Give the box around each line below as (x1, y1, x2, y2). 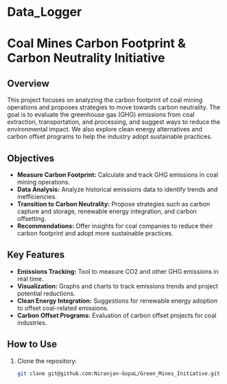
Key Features (7, 249, 65, 261)
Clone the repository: (16, 356, 77, 365)
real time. (16, 275, 44, 283)
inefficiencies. (16, 193, 57, 200)
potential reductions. (16, 289, 75, 297)
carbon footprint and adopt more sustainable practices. (16, 229, 174, 237)
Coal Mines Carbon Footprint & (7, 36, 187, 52)
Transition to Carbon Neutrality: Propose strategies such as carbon (16, 200, 211, 208)
